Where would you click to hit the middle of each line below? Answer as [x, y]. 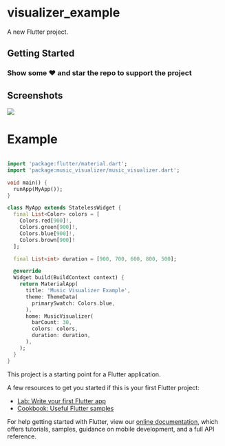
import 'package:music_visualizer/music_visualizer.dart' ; [94, 170]
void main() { [28, 183]
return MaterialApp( [49, 284]
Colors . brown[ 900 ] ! [47, 240]
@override [27, 271]
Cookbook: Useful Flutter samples [65, 408]
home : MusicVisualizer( [60, 316]
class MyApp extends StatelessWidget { [64, 208]
